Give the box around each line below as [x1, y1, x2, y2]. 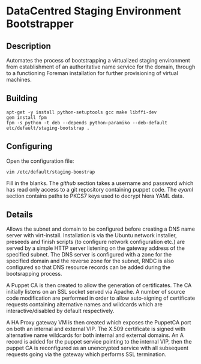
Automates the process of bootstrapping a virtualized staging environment [6, 57, 190, 64]
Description [6, 41, 51, 51]
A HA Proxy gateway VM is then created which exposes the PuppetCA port [6, 319, 191, 326]
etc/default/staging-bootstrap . [6, 125, 90, 131]
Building [6, 93, 38, 103]
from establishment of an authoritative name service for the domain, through [6, 63, 196, 70]
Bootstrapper [6, 17, 74, 31]
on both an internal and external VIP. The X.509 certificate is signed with [6, 326, 186, 333]
